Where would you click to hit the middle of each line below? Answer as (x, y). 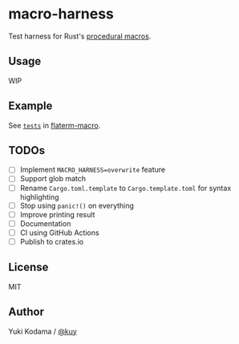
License (28, 267)
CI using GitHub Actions (59, 233)
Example (30, 106)
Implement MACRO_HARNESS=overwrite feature (93, 170)
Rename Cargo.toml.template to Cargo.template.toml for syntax (126, 188)
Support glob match (53, 179)
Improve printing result (57, 214)
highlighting (39, 196)
